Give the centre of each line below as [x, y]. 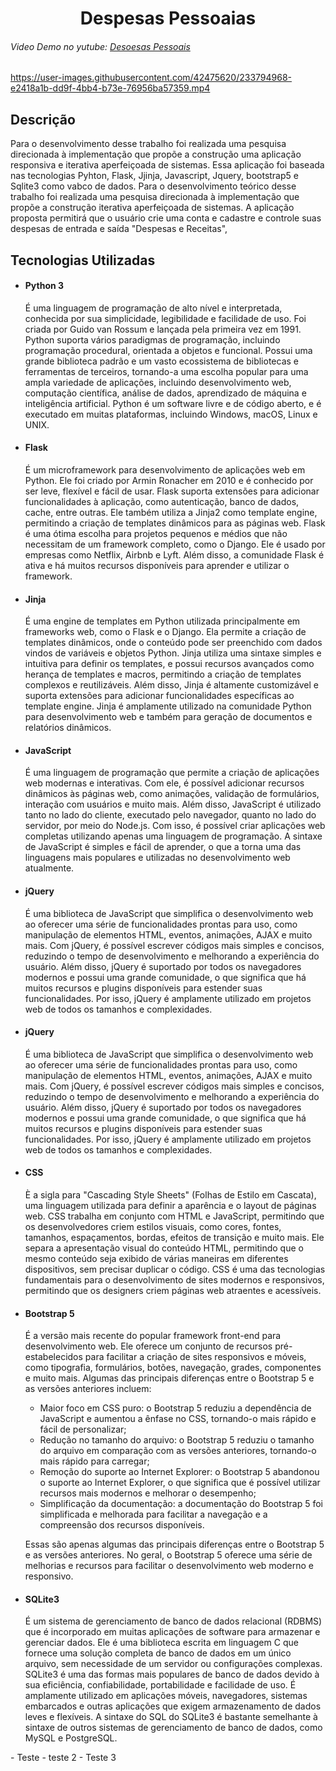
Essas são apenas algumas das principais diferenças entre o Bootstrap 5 [174, 1544]
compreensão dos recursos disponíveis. [122, 1525]
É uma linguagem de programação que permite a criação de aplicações [172, 773]
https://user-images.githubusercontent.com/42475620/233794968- [151, 78]
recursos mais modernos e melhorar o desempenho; [148, 1493]
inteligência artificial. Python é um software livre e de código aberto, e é [173, 403]
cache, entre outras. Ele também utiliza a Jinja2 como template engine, [171, 512]
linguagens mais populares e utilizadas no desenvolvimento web [157, 858]
